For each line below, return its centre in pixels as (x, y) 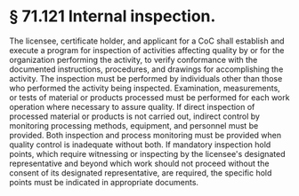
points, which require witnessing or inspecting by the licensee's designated (148, 153)
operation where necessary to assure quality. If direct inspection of (132, 106)
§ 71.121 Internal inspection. (113, 16)
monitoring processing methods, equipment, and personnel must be (134, 125)
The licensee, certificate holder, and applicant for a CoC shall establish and (147, 41)
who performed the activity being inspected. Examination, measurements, (145, 88)
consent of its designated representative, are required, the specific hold (141, 172)
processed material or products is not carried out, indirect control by (135, 116)
